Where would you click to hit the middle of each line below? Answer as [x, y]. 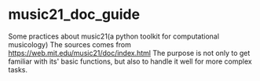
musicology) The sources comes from [70, 44]
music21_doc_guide [74, 15]
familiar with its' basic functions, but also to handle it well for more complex [130, 61]
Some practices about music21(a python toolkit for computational [114, 36]
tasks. [18, 69]
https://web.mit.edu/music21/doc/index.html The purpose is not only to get [129, 53]
